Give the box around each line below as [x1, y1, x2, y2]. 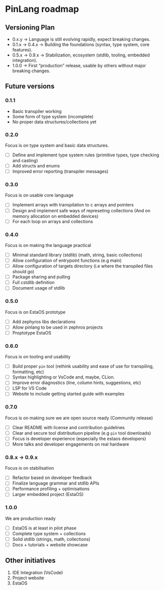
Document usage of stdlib [12, 285, 65, 291]
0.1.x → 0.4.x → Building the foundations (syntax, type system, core [12, 42, 150, 48]
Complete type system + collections [12, 531, 86, 537]
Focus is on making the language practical [5, 242, 91, 248]
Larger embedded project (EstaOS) [12, 492, 84, 497]
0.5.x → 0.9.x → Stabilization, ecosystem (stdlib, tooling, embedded [12, 52, 150, 58]
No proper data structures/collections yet [12, 119, 97, 125]
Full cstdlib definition [12, 280, 55, 286]
